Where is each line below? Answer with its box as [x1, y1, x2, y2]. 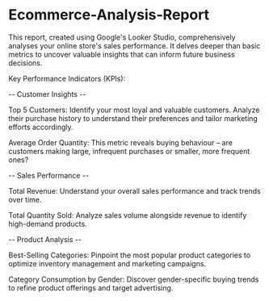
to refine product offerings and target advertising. [8, 282, 174, 292]
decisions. [8, 58, 43, 68]
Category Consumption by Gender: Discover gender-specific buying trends [8, 274, 259, 284]
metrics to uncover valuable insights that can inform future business [8, 49, 236, 59]
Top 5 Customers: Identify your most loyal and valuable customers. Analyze [8, 105, 260, 115]
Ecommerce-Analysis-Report [8, 6, 210, 24]
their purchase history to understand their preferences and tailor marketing [8, 113, 258, 123]
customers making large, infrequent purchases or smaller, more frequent [8, 146, 250, 156]
